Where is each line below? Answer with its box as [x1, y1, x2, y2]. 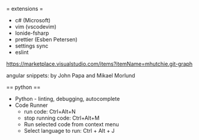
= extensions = [6, 5, 43, 12]
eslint [14, 49, 29, 56]
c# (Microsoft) [14, 17, 51, 23]
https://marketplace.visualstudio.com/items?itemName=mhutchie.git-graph [6, 60, 193, 67]
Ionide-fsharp [14, 29, 49, 37]
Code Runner [14, 102, 48, 109]
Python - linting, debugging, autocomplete [14, 96, 120, 102]
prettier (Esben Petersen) [14, 36, 78, 43]
